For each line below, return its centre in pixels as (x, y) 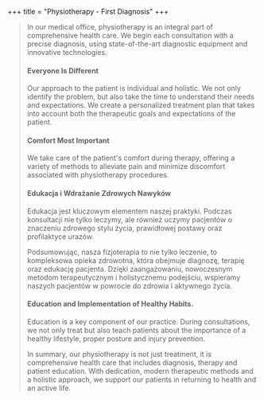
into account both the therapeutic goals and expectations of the (131, 114)
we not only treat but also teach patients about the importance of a (136, 330)
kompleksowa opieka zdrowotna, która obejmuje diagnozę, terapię (136, 260)
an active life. (49, 388)
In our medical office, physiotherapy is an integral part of (120, 27)
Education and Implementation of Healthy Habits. (110, 304)
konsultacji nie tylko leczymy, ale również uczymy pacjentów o (129, 219)
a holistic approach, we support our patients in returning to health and (142, 379)
